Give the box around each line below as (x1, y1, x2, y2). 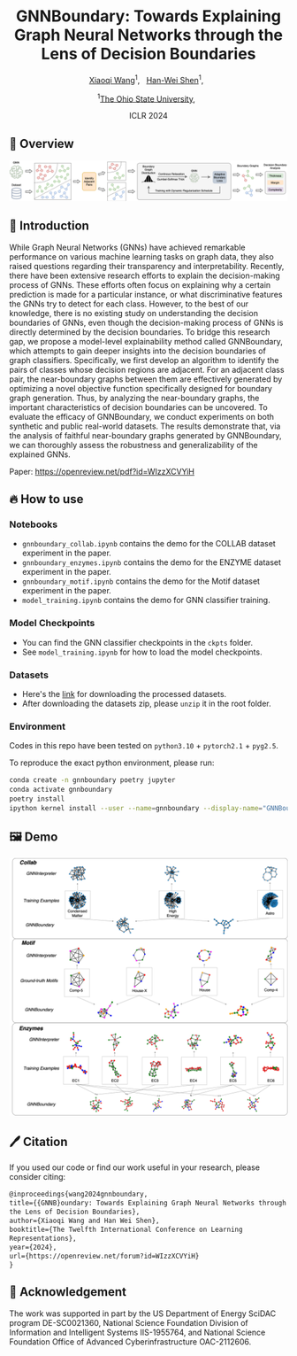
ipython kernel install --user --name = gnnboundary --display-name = (9, 803, 263, 812)
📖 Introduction (9, 219, 90, 234)
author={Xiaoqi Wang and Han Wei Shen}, (9, 1216, 161, 1226)
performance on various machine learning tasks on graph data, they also (9, 251, 274, 262)
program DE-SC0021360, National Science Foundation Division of (9, 1317, 249, 1328)
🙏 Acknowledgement (9, 1284, 126, 1299)
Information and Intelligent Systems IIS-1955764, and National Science (9, 1327, 266, 1337)
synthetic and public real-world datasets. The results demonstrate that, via (9, 421, 281, 431)
